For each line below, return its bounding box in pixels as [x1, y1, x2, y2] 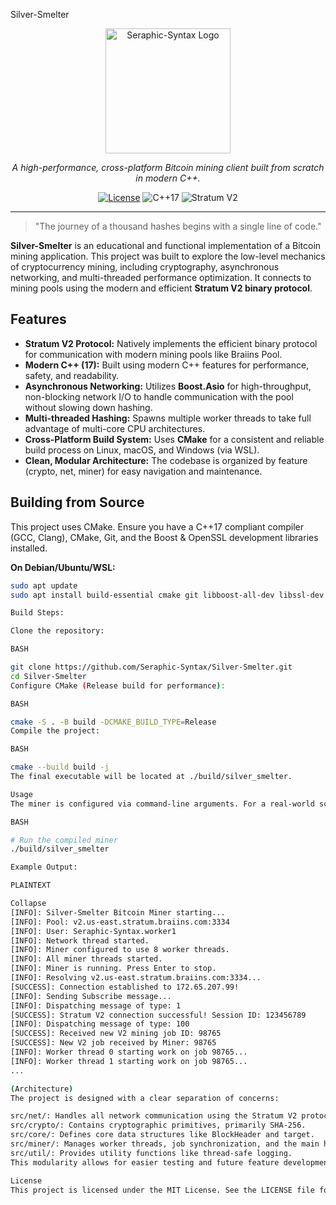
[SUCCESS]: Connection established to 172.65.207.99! [10, 982, 240, 992]
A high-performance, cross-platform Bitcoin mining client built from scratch [11, 162, 325, 173]
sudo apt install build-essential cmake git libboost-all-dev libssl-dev [10, 590, 325, 600]
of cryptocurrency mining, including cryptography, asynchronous [10, 261, 280, 273]
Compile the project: [10, 726, 101, 736]
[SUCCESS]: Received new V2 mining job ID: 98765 [10, 1029, 222, 1039]
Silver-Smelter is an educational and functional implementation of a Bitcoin [10, 240, 322, 251]
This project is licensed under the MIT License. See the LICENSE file [10, 1185, 315, 1195]
